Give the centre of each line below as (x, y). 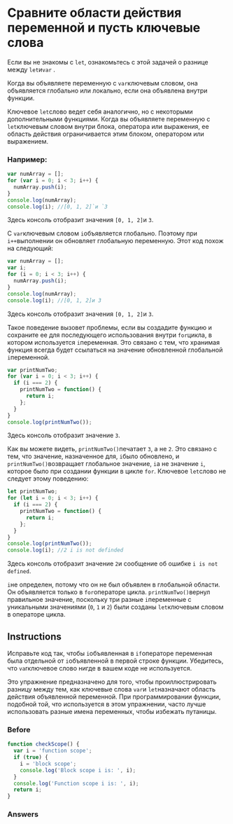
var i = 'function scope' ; (53, 751)
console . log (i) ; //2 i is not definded (65, 550)
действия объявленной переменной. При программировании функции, (114, 697)
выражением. (28, 141)
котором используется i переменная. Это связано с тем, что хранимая (114, 342)
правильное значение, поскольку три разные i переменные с (99, 600)
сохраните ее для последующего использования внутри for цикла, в (110, 335)
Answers (23, 814)
